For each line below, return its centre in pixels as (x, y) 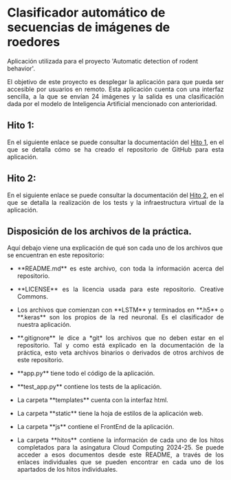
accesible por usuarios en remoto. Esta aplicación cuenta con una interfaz (115, 89)
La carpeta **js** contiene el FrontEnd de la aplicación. (96, 427)
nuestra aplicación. (44, 325)
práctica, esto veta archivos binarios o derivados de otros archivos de (120, 352)
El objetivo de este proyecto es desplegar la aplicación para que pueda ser (115, 81)
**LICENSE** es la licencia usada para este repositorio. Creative (120, 289)
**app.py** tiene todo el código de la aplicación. (86, 373)
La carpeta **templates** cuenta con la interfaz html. (92, 400)
